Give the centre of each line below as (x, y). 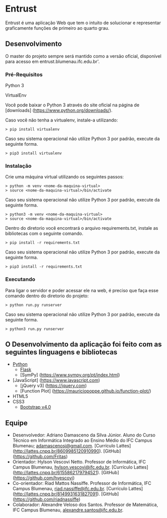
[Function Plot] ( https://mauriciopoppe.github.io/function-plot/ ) (86, 391)
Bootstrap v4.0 (36, 407)
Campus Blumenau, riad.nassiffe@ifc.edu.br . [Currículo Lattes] (78, 489)
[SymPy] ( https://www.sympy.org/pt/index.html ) (70, 375)
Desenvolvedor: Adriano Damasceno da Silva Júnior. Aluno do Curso (84, 435)
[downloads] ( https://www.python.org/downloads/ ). (59, 110)
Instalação (18, 166)
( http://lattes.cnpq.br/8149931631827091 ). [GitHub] (66, 494)
